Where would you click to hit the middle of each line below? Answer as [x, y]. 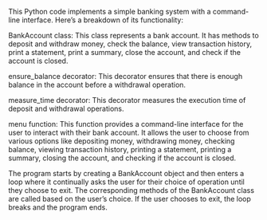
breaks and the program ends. [58, 207]
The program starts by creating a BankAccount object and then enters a [126, 173]
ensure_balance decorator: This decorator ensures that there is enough [126, 76]
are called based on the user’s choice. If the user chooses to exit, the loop [130, 199]
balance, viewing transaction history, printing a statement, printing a [120, 149]
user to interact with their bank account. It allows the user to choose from [129, 132]
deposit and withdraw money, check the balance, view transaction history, [130, 44]
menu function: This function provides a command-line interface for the [126, 124]
